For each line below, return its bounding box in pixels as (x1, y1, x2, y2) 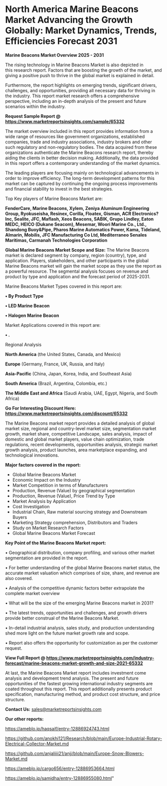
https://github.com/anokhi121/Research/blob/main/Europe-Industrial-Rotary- (5, 735, 163, 741)
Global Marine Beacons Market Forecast (12, 530, 96, 536)
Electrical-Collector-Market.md (5, 740, 69, 746)
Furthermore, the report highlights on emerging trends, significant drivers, (5, 82, 157, 88)
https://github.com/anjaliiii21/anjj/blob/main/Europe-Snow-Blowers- (5, 750, 145, 756)
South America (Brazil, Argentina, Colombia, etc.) (5, 380, 108, 386)
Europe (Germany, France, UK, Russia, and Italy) (5, 361, 105, 367)
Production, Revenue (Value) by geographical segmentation (12, 487, 136, 493)
